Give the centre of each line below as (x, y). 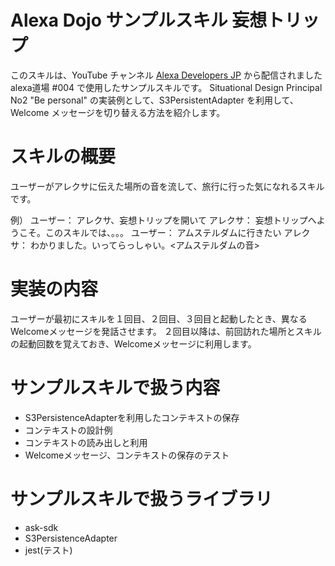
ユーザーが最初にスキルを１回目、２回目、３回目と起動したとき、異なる (159, 318)
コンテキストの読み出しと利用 (86, 442)
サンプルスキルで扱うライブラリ (141, 498)
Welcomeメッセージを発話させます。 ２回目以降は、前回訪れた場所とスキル (166, 331)
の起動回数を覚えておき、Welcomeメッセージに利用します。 (133, 343)
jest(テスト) (48, 550)
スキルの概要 (63, 157)
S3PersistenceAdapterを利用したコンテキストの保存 (132, 417)
